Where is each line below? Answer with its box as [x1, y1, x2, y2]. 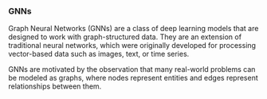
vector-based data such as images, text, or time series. [8, 49, 190, 59]
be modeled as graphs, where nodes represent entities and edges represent [8, 73, 259, 83]
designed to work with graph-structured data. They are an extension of [8, 32, 241, 42]
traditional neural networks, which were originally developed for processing [8, 41, 257, 50]
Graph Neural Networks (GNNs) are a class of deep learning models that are [8, 24, 259, 34]
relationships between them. [8, 81, 102, 91]
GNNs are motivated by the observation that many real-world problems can [8, 65, 256, 74]
